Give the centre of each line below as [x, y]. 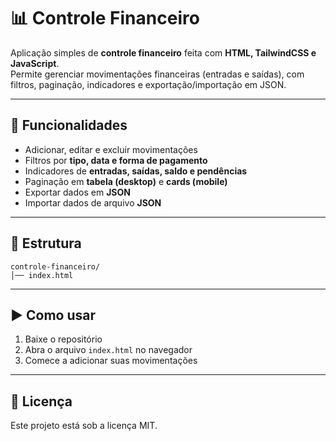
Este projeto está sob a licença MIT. [84, 426]
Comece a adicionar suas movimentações [111, 361]
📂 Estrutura [46, 243]
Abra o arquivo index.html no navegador [108, 350]
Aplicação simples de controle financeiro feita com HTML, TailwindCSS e [163, 52]
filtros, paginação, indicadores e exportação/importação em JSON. [148, 84]
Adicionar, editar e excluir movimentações [111, 149]
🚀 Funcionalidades [69, 125]
